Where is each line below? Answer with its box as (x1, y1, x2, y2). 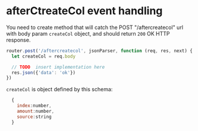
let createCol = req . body (11, 53, 76, 59)
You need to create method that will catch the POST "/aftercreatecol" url (6, 24, 183, 31)
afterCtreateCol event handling (6, 4, 163, 18)
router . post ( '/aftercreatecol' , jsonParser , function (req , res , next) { (6, 47, 193, 54)
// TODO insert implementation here (11, 64, 105, 70)
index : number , (17, 103, 52, 109)
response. (6, 36, 31, 43)
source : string (17, 114, 52, 120)
